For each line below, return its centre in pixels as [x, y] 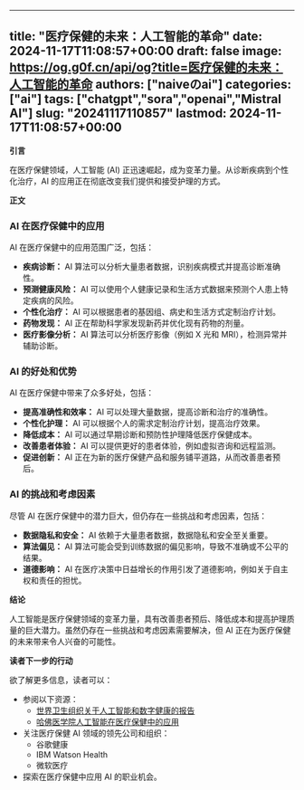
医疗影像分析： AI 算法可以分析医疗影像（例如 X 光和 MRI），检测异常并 [155, 335]
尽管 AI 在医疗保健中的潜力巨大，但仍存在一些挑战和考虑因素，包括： [138, 516]
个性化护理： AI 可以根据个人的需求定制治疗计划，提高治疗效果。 [143, 424]
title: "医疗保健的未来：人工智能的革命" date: [136, 37]
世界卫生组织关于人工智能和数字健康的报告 [115, 710]
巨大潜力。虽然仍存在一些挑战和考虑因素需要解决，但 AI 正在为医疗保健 [158, 630]
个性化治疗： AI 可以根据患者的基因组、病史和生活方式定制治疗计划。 [152, 312]
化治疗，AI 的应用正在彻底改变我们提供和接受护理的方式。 [118, 181]
